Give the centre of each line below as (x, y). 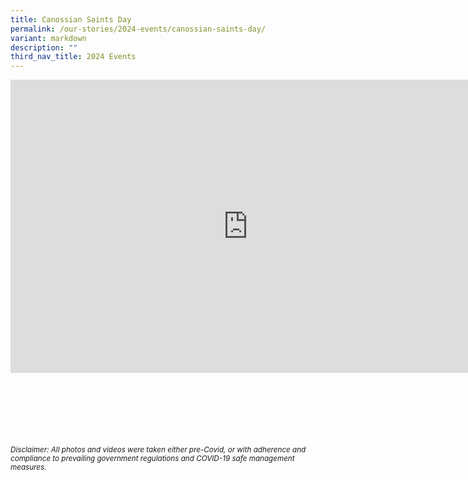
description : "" (44, 47)
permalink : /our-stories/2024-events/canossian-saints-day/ (138, 29)
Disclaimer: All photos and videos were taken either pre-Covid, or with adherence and (158, 450)
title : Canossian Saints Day (71, 19)
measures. (28, 467)
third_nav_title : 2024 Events (73, 57)
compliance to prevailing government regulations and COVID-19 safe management (152, 459)
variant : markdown (48, 38)
